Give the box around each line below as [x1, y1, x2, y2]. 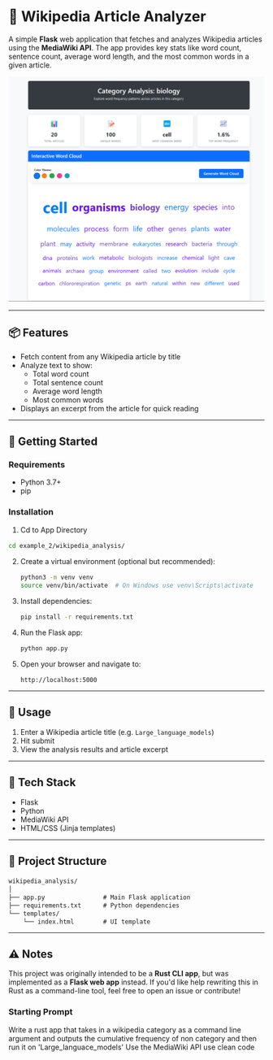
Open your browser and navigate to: [19, 659, 141, 669]
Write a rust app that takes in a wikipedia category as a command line [8, 1024, 241, 1035]
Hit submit [19, 736, 55, 745]
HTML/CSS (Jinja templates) [19, 823, 116, 832]
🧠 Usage [8, 706, 51, 719]
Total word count [32, 369, 89, 379]
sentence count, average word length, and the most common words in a [8, 51, 249, 61]
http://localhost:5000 [19, 676, 97, 684]
